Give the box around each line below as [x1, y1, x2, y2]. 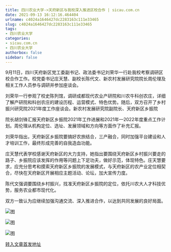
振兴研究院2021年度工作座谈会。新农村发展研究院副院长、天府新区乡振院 [5, 105, 158, 112]
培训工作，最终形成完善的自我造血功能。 [9, 140, 95, 146]
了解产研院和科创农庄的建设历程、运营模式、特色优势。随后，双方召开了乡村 [5, 99, 166, 105]
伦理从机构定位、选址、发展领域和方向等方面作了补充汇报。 [18, 123, 144, 129]
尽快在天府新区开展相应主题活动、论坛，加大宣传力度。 [14, 170, 130, 176]
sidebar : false [5, 54, 38, 60]
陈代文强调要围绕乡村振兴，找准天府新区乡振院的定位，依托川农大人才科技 [5, 181, 161, 187]
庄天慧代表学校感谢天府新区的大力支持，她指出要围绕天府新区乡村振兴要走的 [5, 151, 166, 157]
